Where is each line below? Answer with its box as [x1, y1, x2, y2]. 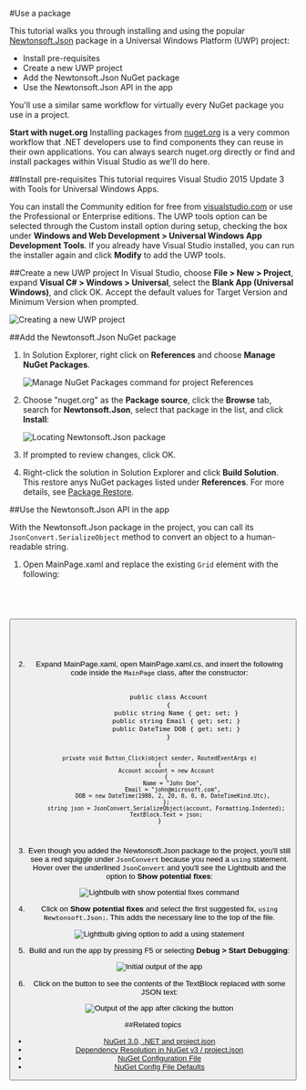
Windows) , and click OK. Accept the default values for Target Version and [9, 287, 289, 298]
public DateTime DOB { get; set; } [112, 724, 241, 733]
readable [9, 541, 43, 551]
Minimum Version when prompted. [9, 297, 139, 307]
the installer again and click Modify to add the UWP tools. [9, 250, 226, 260]
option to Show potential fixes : [106, 871, 214, 881]
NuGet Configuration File [117, 1053, 202, 1063]
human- [246, 531, 276, 542]
